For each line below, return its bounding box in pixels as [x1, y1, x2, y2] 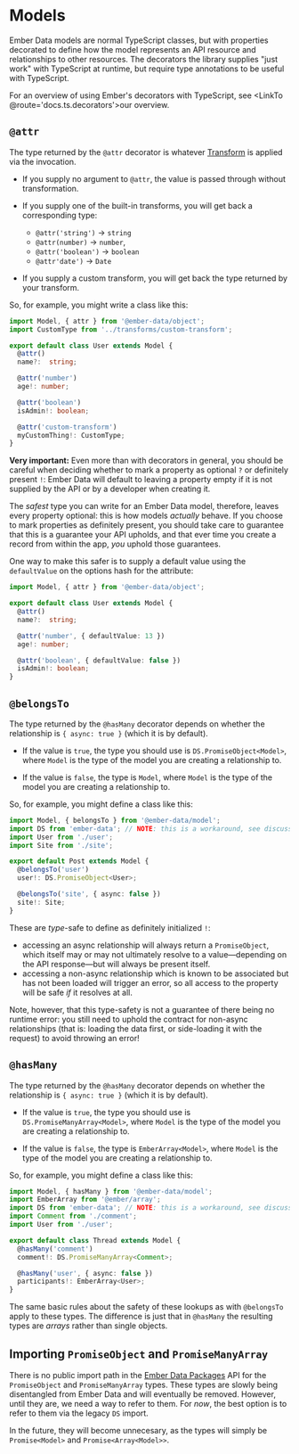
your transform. [21, 282, 80, 292]
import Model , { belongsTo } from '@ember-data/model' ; [9, 816, 221, 825]
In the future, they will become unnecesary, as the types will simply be [9, 1425, 268, 1435]
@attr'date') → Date [35, 255, 112, 266]
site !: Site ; [17, 898, 66, 907]
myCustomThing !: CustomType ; [17, 431, 125, 439]
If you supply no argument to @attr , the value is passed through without [21, 173, 287, 184]
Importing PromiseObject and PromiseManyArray [9, 1346, 269, 1361]
